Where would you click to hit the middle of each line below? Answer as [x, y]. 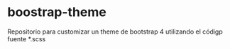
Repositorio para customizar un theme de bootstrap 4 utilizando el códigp [115, 31]
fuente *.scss [27, 38]
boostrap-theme [57, 12]
